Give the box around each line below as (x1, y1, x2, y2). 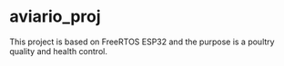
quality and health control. (9, 45, 107, 56)
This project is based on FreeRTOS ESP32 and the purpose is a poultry (9, 36, 275, 47)
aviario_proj (9, 6, 102, 27)
